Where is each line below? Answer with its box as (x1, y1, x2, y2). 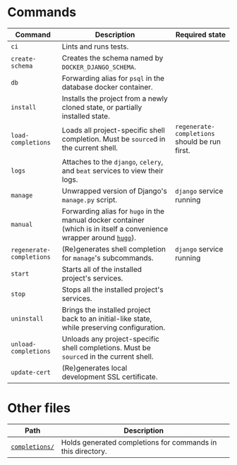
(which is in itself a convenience (61, 223, 169, 233)
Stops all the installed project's (61, 285, 164, 294)
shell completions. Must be (61, 342, 152, 352)
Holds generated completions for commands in (61, 438, 217, 447)
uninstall (11, 314, 44, 323)
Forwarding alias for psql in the (61, 73, 164, 83)
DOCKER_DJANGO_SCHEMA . (61, 61, 136, 71)
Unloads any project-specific (61, 334, 160, 344)
